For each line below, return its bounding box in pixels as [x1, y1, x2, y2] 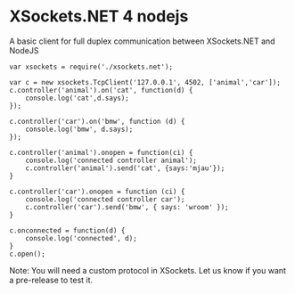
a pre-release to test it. [9, 274, 94, 285]
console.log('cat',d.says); [25, 94, 129, 102]
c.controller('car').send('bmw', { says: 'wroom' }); [25, 202, 229, 211]
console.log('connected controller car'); [25, 194, 185, 204]
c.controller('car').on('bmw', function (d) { [9, 117, 185, 126]
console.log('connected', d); [25, 233, 138, 242]
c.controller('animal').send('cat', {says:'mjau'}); [25, 163, 225, 173]
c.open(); [9, 249, 46, 258]
